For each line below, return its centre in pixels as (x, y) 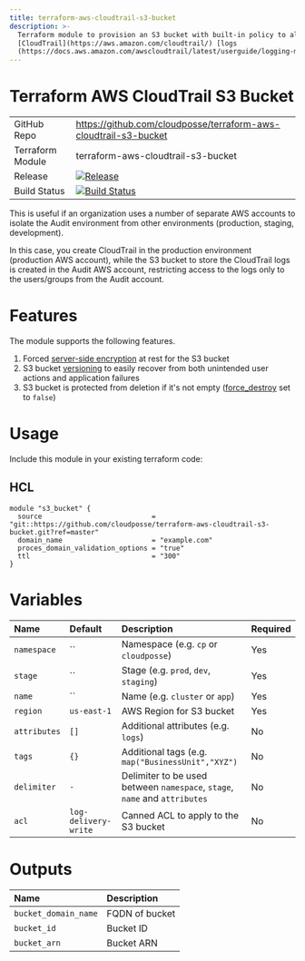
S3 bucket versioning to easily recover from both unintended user (146, 368)
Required (271, 629)
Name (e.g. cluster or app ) (178, 696)
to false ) (39, 397)
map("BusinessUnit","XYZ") (180, 762)
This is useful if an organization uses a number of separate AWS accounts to (152, 213)
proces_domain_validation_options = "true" (101, 548)
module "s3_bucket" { (50, 508)
